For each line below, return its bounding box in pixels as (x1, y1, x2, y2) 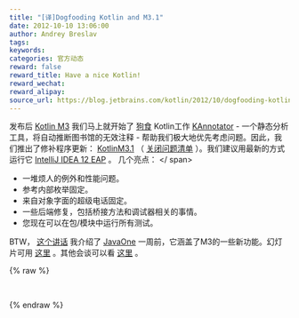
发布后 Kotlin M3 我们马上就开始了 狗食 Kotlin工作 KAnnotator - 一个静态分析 (9, 121, 289, 131)
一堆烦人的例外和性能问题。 (21, 173, 125, 184)
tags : (9, 37, 29, 47)
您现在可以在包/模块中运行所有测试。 (21, 218, 158, 228)
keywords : (9, 46, 46, 55)
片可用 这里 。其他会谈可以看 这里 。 (9, 248, 143, 258)
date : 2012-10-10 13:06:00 (9, 21, 109, 30)
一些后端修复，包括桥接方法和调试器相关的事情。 (21, 206, 202, 218)
